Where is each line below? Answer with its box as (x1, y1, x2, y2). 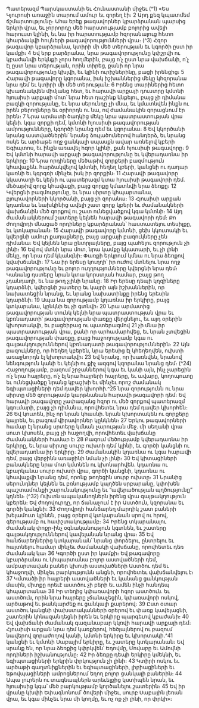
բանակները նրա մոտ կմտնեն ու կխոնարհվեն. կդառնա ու (6, 461, 168, 468)
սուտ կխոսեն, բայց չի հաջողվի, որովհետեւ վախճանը (6, 429, 156, 436)
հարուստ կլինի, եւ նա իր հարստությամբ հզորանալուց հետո (6, 30, 174, 38)
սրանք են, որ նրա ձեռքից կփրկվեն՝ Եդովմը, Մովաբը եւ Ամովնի (6, 645, 181, 651)
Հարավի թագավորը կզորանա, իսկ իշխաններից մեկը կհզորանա (6, 74, 187, 82)
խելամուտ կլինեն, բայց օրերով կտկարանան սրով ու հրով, (6, 512, 169, 518)
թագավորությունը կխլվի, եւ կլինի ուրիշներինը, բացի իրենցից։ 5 (6, 69, 185, 75)
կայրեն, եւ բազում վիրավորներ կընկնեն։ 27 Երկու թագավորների (6, 417, 186, 424)
